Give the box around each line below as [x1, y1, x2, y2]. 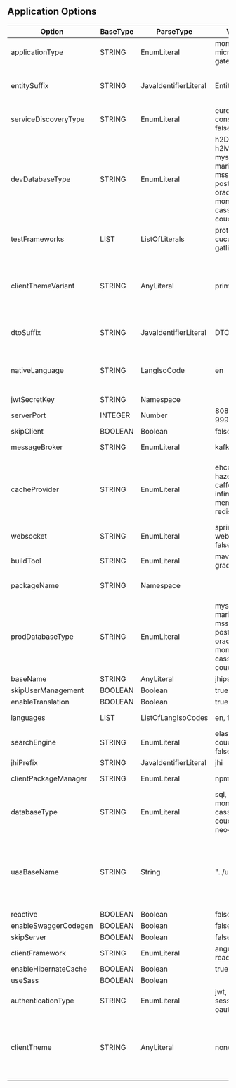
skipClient [11, 426, 44, 436]
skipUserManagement [11, 685, 84, 695]
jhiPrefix [11, 757, 39, 767]
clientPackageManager [11, 774, 88, 783]
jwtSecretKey [11, 394, 55, 404]
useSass [11, 975, 39, 985]
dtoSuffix [11, 327, 41, 337]
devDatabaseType [11, 174, 71, 184]
